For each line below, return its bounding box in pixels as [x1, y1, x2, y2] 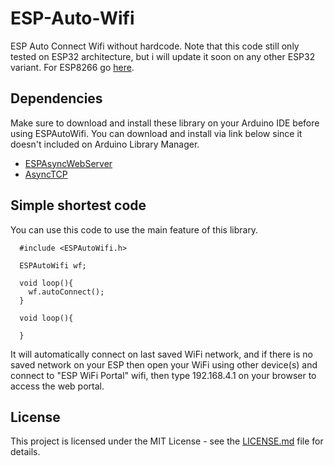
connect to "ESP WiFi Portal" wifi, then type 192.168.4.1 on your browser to [10, 369, 317, 381]
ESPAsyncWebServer [24, 157, 113, 169]
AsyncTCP [24, 168, 68, 180]
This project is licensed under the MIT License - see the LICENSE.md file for [10, 435, 324, 447]
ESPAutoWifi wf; [19, 260, 87, 271]
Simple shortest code [10, 197, 147, 214]
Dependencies [10, 90, 103, 107]
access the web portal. [10, 380, 105, 392]
